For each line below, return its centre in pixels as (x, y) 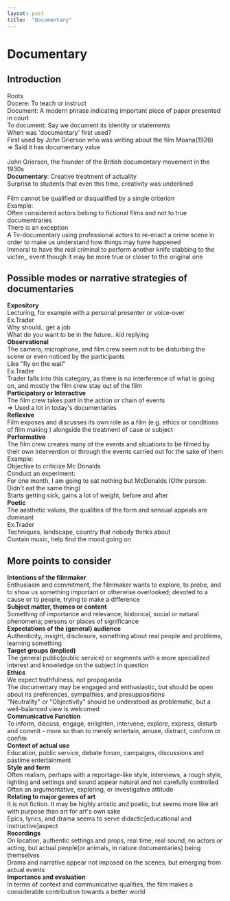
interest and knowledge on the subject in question (78, 665)
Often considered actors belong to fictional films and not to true (97, 213)
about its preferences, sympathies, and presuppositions (86, 695)
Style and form (28, 768)
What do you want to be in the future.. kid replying (78, 335)
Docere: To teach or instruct (47, 103)
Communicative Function (44, 717)
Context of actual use (38, 746)
